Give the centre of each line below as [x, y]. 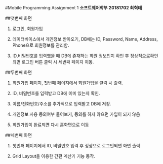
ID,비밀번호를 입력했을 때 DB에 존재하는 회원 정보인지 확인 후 [71, 56]
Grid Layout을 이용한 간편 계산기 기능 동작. [54, 156]
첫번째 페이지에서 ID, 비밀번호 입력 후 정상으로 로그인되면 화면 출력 [76, 146]
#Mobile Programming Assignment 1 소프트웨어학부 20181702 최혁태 [74, 8]
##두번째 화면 [19, 72]
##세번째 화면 [19, 135]
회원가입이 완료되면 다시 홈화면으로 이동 [51, 125]
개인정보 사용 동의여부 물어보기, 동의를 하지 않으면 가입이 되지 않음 [76, 114]
